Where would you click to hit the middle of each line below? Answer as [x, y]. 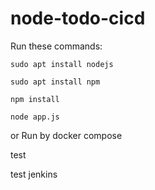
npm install [35, 99]
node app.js [35, 117]
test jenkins [34, 174]
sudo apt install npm [55, 82]
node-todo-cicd [78, 18]
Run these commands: [56, 46]
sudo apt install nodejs [62, 64]
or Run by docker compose [66, 135]
